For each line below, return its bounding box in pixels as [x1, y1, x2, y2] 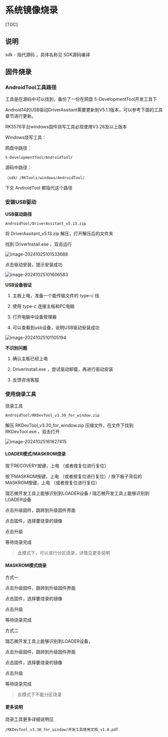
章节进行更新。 [5, 113, 36, 119]
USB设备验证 [5, 282, 32, 288]
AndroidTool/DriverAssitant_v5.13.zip [5, 221, 86, 226]
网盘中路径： [5, 145, 32, 151]
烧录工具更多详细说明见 [5, 716, 54, 722]
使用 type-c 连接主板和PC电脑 [12, 303, 75, 309]
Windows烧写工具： [5, 134, 47, 140]
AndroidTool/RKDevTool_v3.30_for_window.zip [5, 413, 100, 418]
